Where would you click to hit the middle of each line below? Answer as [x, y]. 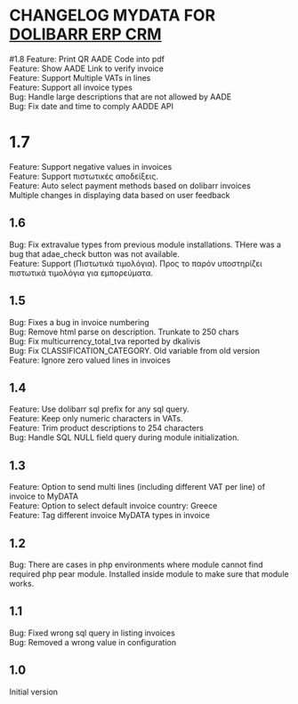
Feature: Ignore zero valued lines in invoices [90, 360]
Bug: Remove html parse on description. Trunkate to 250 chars [124, 332]
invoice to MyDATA [44, 496]
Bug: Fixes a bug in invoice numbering [79, 322]
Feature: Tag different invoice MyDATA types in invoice [110, 516]
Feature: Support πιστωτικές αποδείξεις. [84, 176]
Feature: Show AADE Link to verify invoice [87, 68]
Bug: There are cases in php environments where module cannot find [137, 564]
